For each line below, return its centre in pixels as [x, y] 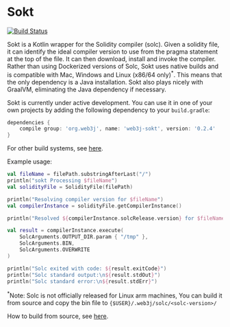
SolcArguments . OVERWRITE [55, 250]
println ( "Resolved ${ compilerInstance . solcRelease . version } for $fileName [116, 218]
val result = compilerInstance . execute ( [66, 231]
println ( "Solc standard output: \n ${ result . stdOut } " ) [84, 275]
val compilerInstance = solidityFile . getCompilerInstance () [95, 206]
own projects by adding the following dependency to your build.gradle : [108, 110]
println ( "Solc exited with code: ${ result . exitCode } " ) [87, 269]
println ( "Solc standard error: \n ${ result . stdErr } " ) [82, 281]
